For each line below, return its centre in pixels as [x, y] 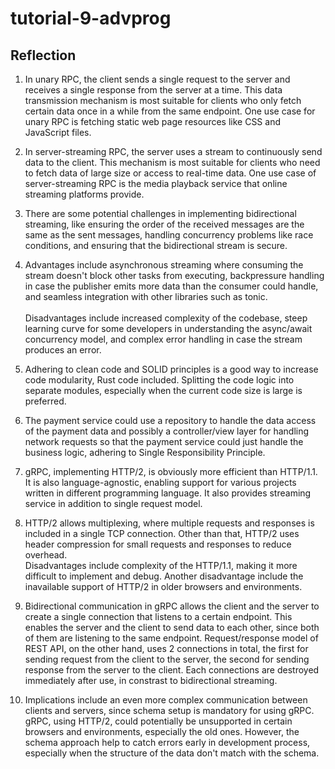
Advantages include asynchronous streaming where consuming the [164, 265]
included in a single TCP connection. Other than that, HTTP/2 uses [162, 533]
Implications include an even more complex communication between [166, 700]
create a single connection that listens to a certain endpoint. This [158, 616]
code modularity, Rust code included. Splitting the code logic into [159, 380]
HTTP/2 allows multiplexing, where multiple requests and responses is [169, 523]
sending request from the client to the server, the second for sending [167, 659]
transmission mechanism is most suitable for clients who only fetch [163, 100]
